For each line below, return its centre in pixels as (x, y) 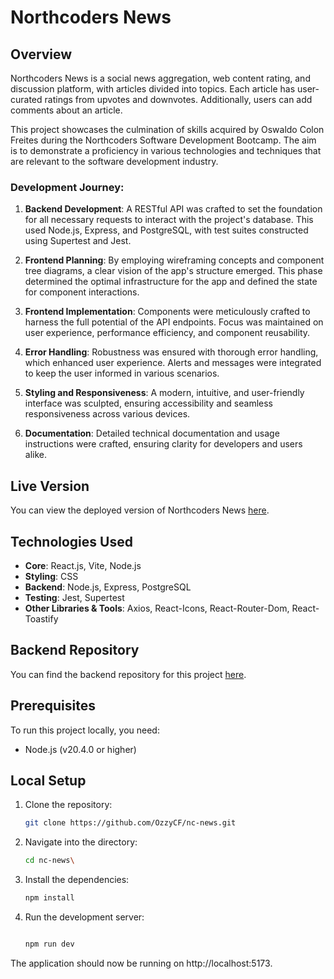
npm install (49, 898)
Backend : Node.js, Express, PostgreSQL (108, 587)
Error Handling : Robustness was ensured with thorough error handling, (171, 352)
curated (26, 99)
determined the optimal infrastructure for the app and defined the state (171, 282)
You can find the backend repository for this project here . (128, 674)
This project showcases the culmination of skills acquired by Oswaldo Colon (167, 129)
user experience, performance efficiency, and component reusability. (167, 333)
